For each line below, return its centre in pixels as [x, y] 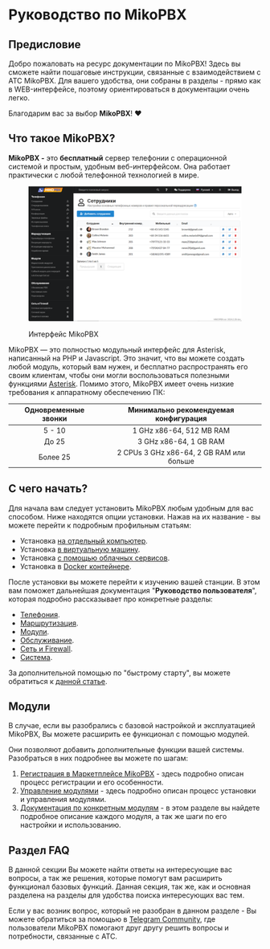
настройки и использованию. [71, 825]
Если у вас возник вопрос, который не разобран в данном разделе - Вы [133, 911]
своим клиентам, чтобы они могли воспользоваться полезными [119, 375]
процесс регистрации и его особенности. [92, 782]
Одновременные [55, 410]
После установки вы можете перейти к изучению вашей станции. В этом [134, 582]
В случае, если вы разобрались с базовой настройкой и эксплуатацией [132, 726]
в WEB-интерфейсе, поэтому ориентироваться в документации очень [129, 89]
